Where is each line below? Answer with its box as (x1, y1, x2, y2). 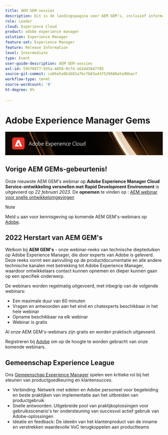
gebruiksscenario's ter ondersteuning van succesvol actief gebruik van (12, 408, 159, 414)
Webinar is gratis (12, 319, 47, 325)
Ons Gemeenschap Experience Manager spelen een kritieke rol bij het (5, 372, 149, 378)
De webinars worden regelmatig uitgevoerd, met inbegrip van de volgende (5, 283, 158, 289)
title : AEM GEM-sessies (5, 8, 55, 13)
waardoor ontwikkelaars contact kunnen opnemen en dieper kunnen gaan (5, 268, 157, 274)
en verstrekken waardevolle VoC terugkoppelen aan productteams (12, 424, 149, 430)
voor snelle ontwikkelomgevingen (5, 194, 74, 200)
